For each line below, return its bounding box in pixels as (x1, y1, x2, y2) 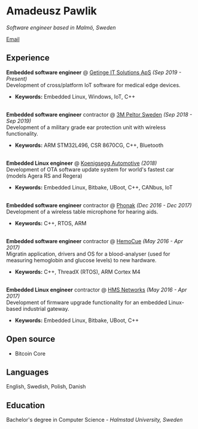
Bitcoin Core (14, 350, 46, 357)
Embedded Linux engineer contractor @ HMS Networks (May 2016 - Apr (6, 286, 187, 293)
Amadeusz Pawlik (6, 4, 98, 18)
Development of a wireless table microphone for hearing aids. (6, 208, 159, 215)
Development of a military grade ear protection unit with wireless (6, 124, 166, 131)
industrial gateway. (23, 305, 70, 312)
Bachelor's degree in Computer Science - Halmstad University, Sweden (6, 416, 183, 424)
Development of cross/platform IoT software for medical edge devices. (6, 81, 181, 88)
